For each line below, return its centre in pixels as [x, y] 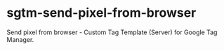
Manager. [20, 39]
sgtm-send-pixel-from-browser [101, 13]
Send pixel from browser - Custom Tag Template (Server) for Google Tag [112, 32]
